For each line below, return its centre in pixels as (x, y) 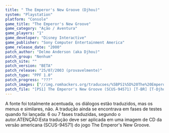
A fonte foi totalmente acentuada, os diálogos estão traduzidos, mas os (79, 103)
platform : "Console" (27, 19)
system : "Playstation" (29, 15)
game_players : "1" (24, 33)
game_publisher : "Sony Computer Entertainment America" (65, 43)
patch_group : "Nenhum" (29, 56)
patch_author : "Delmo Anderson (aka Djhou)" (53, 52)
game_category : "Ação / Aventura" (41, 29)
